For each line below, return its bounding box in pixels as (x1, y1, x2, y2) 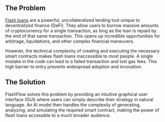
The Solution (5, 78, 46, 86)
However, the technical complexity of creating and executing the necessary (5, 48, 160, 54)
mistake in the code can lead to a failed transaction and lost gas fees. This (5, 58, 158, 64)
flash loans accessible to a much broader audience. (5, 112, 111, 118)
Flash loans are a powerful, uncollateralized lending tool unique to (5, 17, 140, 23)
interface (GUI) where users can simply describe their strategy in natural (5, 96, 154, 102)
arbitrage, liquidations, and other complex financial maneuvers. (5, 38, 135, 44)
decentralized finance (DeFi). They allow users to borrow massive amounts (5, 22, 159, 28)
